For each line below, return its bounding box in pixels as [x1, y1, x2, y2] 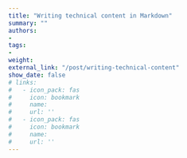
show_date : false [8, 71, 66, 79]
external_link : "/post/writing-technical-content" [8, 64, 180, 72]
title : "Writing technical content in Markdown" [8, 11, 173, 20]
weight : [8, 57, 34, 65]
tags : [8, 41, 26, 49]
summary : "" [8, 19, 48, 27]
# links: [8, 78, 37, 86]
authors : [8, 26, 37, 34]
